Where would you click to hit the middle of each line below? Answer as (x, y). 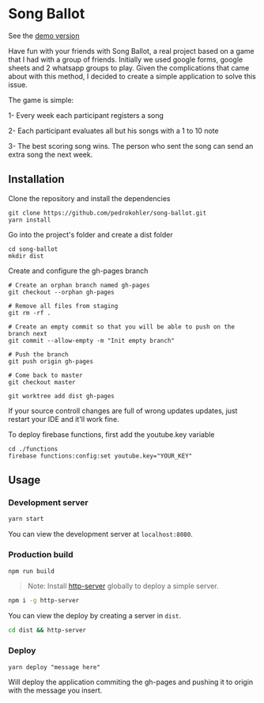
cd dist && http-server (47, 630)
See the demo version (44, 36)
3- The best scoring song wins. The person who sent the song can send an (131, 146)
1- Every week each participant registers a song (86, 115)
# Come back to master (45, 375)
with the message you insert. (55, 690)
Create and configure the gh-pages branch (78, 271)
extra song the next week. (51, 154)
